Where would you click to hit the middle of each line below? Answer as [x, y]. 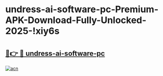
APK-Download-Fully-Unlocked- [76, 20]
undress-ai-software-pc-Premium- [82, 9]
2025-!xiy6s [33, 31]
